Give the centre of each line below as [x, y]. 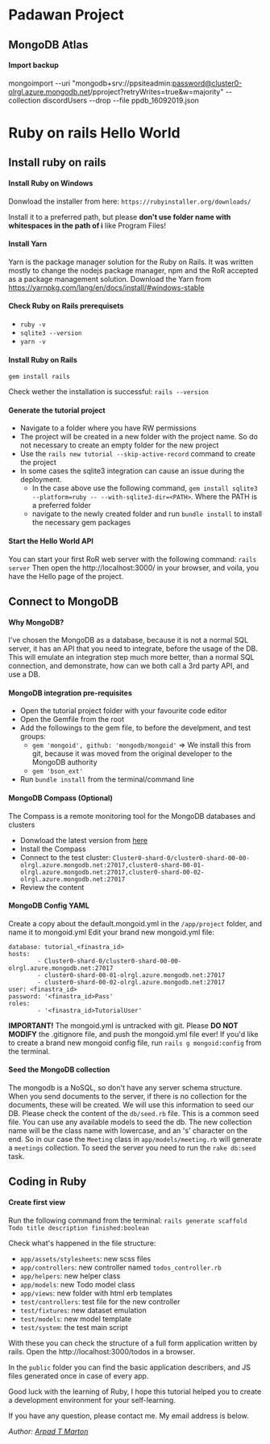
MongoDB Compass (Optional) [60, 798]
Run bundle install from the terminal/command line [107, 779]
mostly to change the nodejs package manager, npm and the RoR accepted [133, 270]
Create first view [37, 1202]
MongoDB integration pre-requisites [71, 693]
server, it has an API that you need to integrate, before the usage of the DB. [133, 649]
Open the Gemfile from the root [72, 720]
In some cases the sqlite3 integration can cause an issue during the [132, 471]
